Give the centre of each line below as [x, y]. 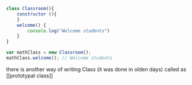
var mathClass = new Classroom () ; [49, 53]
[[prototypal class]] [30, 75]
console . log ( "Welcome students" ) [69, 31]
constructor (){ [37, 14]
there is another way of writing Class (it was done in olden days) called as [96, 69]
